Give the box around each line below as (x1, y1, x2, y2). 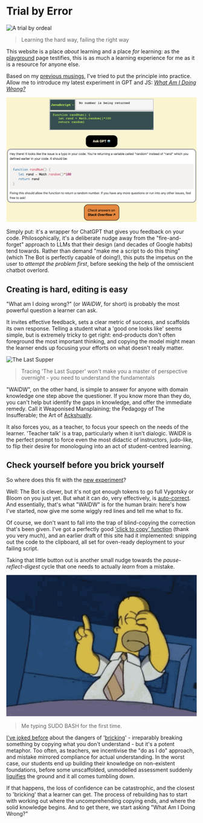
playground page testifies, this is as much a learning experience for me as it (6, 54, 195, 61)
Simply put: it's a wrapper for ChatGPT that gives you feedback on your (6, 228, 184, 236)
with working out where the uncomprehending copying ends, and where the (6, 798, 196, 805)
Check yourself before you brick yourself (6, 460, 165, 471)
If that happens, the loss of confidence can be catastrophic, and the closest (6, 784, 195, 792)
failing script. (6, 544, 39, 552)
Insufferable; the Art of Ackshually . (6, 412, 93, 419)
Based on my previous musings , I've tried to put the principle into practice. (6, 72, 192, 79)
